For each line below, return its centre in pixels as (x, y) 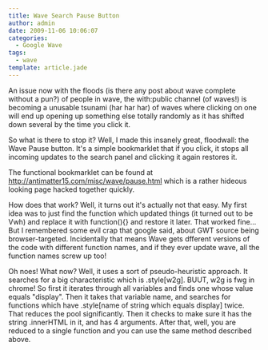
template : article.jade (48, 68)
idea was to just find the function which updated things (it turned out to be (131, 213)
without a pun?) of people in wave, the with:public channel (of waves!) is (128, 99)
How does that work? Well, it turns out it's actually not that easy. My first (128, 205)
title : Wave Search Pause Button (64, 16)
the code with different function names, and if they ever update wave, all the (134, 247)
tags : (17, 53)
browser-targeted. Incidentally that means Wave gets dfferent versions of (129, 239)
